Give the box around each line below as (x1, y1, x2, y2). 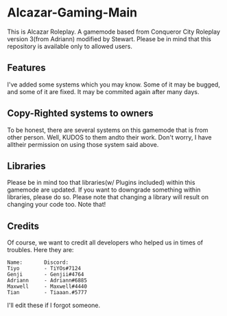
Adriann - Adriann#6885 (7, 277, 88, 284)
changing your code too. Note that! (7, 201, 106, 209)
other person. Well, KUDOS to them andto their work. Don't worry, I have (7, 133, 212, 142)
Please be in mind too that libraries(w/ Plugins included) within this (7, 179, 195, 187)
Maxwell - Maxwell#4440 (7, 283, 88, 290)
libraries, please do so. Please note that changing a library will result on (7, 193, 209, 201)
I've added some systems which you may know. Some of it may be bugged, (7, 80, 221, 89)
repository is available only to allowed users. (7, 42, 132, 50)
